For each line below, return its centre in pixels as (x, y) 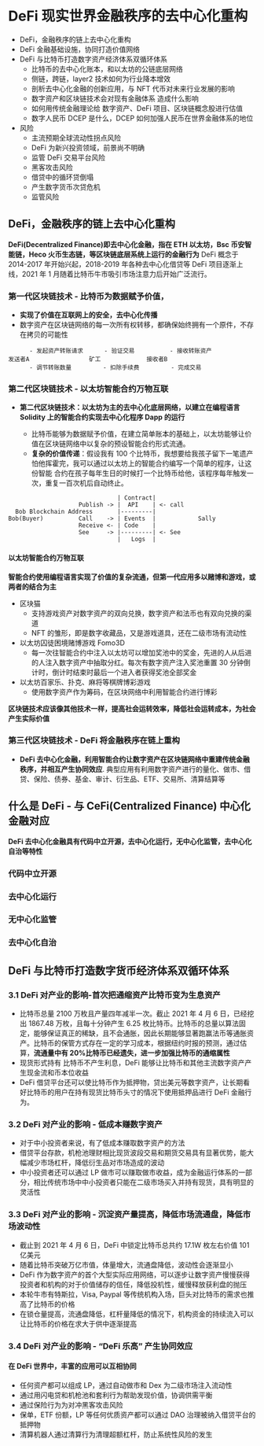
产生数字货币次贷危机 (66, 186)
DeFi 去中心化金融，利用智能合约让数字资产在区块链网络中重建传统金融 (134, 759)
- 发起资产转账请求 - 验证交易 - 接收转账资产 (120, 351)
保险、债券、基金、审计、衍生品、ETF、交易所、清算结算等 (129, 779)
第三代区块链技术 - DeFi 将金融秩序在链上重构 (94, 740)
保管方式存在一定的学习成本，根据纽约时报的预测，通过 (150, 1043)
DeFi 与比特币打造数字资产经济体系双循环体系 (93, 59)
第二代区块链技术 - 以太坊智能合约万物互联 (88, 389)
